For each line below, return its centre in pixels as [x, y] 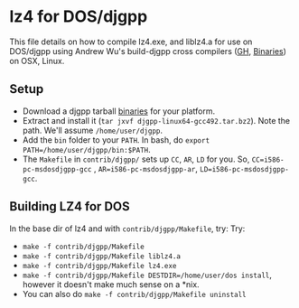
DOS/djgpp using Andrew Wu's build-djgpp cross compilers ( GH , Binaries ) [148, 51]
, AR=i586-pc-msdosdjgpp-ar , [146, 168]
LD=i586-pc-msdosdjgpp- [244, 169]
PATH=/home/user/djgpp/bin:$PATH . [86, 149]
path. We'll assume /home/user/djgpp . [93, 130]
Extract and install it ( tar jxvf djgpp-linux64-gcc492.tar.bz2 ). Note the [156, 120]
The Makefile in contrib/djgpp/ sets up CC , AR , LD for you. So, [136, 159]
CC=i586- [268, 160]
